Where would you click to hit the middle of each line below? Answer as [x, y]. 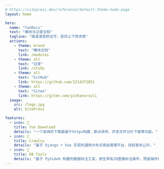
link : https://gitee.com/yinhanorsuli [57, 96]
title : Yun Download [35, 127]
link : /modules [33, 55]
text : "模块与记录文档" [31, 32]
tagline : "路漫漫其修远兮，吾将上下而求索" [49, 37]
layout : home [18, 14]
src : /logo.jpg [29, 105]
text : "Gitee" [32, 91]
